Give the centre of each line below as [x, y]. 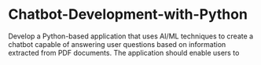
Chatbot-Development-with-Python [128, 14]
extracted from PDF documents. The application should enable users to [124, 52]
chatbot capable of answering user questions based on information [117, 44]
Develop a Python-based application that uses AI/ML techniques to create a [131, 36]
